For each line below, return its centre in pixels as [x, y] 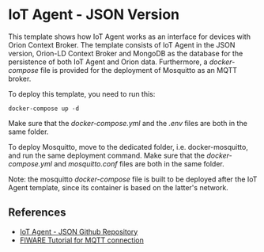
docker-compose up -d [44, 109]
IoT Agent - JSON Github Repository [79, 231]
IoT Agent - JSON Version [94, 15]
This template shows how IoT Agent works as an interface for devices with [130, 36]
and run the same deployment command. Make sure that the [107, 155]
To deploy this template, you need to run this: [82, 94]
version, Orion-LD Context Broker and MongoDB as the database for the [126, 53]
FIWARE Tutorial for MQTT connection [82, 240]
